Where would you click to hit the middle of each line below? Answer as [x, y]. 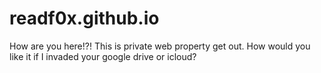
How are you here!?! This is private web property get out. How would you [160, 46]
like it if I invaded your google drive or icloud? [103, 56]
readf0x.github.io [84, 18]
